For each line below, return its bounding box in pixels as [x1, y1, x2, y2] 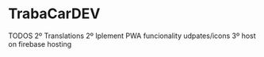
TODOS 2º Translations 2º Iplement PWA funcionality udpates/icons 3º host [8, 31, 256, 40]
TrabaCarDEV [8, 5, 101, 23]
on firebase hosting [8, 39, 72, 48]
